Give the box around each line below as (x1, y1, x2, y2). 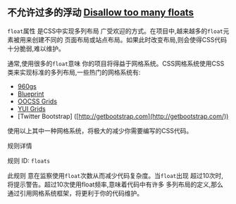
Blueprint (17, 89, 44, 98)
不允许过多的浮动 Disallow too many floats (7, 6, 194, 19)
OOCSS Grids (17, 97, 58, 106)
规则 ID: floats (7, 156, 51, 165)
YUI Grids (17, 104, 46, 113)
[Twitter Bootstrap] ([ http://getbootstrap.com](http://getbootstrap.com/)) (17, 112, 229, 120)
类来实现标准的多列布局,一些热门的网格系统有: (7, 68, 141, 76)
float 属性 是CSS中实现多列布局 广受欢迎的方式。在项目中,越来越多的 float (7, 27, 223, 35)
